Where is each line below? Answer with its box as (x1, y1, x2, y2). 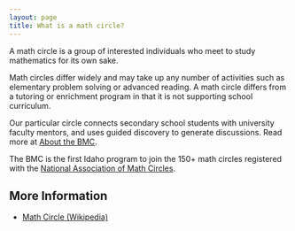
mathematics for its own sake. (9, 55, 119, 65)
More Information (9, 188, 108, 204)
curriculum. (9, 100, 51, 111)
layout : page (9, 12, 58, 22)
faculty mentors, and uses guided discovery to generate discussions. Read (9, 127, 283, 137)
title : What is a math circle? (9, 21, 125, 30)
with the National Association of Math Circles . (9, 163, 175, 173)
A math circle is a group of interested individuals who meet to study (9, 45, 256, 56)
